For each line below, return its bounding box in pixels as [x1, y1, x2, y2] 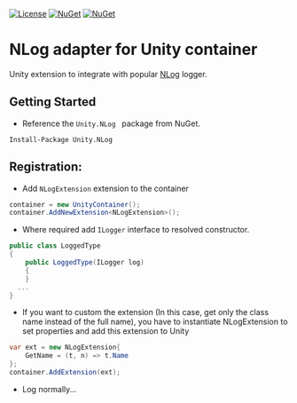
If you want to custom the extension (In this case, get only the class [21, 307, 269, 318]
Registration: [9, 160, 82, 175]
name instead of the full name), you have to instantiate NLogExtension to [21, 316, 288, 328]
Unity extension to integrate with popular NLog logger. [9, 68, 207, 79]
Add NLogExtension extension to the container [21, 183, 189, 194]
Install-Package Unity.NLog [9, 135, 113, 144]
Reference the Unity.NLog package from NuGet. [21, 118, 201, 129]
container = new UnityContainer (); [9, 200, 141, 209]
